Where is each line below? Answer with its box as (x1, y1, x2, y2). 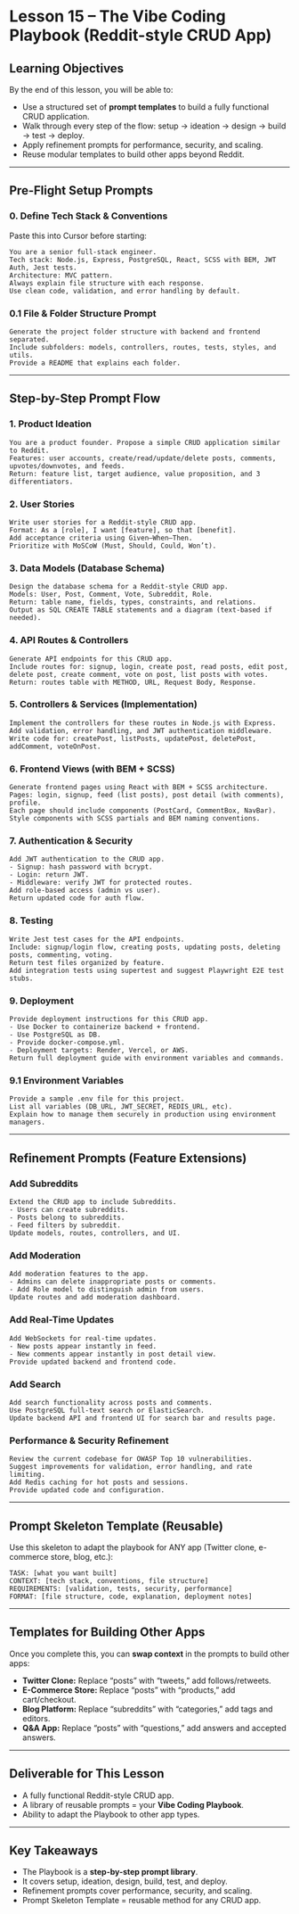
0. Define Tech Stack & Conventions (9, 210, 168, 222)
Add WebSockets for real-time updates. (9, 1333, 158, 1343)
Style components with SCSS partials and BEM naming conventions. (9, 814, 261, 823)
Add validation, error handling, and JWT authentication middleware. (9, 726, 273, 735)
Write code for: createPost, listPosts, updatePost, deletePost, (9, 734, 256, 743)
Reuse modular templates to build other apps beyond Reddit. (21, 149, 245, 160)
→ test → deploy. (21, 130, 85, 140)
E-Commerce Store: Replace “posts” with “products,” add (21, 1684, 236, 1695)
